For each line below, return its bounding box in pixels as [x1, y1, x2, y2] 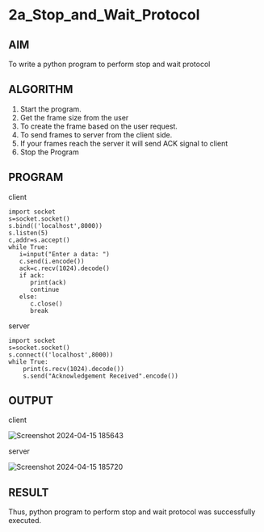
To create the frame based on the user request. [19, 121, 178, 131]
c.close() [29, 299, 63, 308]
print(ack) [29, 278, 67, 286]
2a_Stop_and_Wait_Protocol [8, 6, 200, 24]
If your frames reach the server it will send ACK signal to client [19, 138, 228, 148]
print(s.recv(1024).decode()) [23, 365, 125, 373]
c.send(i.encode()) [19, 257, 85, 265]
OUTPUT [8, 394, 54, 407]
